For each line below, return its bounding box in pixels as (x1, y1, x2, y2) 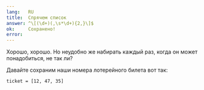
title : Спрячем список (6, 15, 67, 21)
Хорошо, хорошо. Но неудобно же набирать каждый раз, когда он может (6, 48, 198, 55)
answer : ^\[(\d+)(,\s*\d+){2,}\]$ (6, 20, 94, 26)
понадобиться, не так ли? (6, 55, 73, 62)
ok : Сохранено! (6, 26, 56, 32)
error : (6, 32, 23, 38)
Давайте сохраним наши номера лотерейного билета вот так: (6, 66, 168, 74)
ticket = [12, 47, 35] (6, 78, 64, 85)
